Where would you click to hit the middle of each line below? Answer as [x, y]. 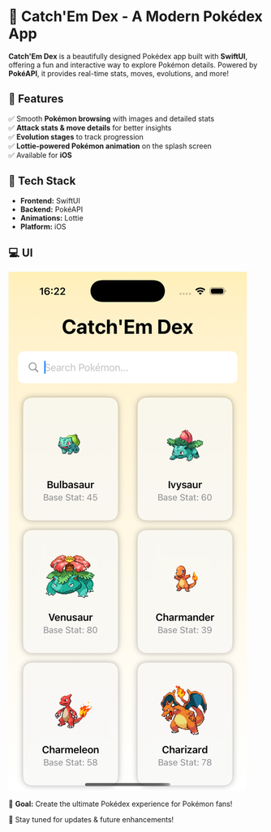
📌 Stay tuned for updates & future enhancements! [91, 820]
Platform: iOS [43, 226]
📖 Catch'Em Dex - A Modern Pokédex [136, 17]
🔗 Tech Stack [42, 181]
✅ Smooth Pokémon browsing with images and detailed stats [112, 118]
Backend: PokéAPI [52, 209]
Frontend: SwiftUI [50, 200]
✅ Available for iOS [40, 155]
